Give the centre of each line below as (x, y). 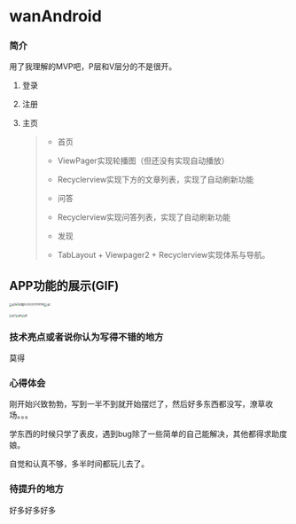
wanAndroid (55, 16)
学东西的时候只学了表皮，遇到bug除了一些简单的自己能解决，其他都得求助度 (148, 434)
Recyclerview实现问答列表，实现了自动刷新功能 (144, 217)
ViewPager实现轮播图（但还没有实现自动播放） (143, 160)
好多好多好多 (32, 510)
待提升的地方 (37, 489)
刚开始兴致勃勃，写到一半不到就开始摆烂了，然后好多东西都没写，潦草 (137, 404)
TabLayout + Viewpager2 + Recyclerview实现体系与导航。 (164, 255)
